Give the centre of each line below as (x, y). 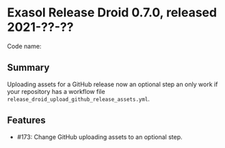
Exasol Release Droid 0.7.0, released (112, 13)
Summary (28, 67)
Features (26, 120)
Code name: (24, 46)
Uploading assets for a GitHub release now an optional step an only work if (112, 84)
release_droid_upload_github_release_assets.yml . (79, 99)
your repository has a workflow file (56, 91)
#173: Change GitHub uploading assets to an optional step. (100, 137)
